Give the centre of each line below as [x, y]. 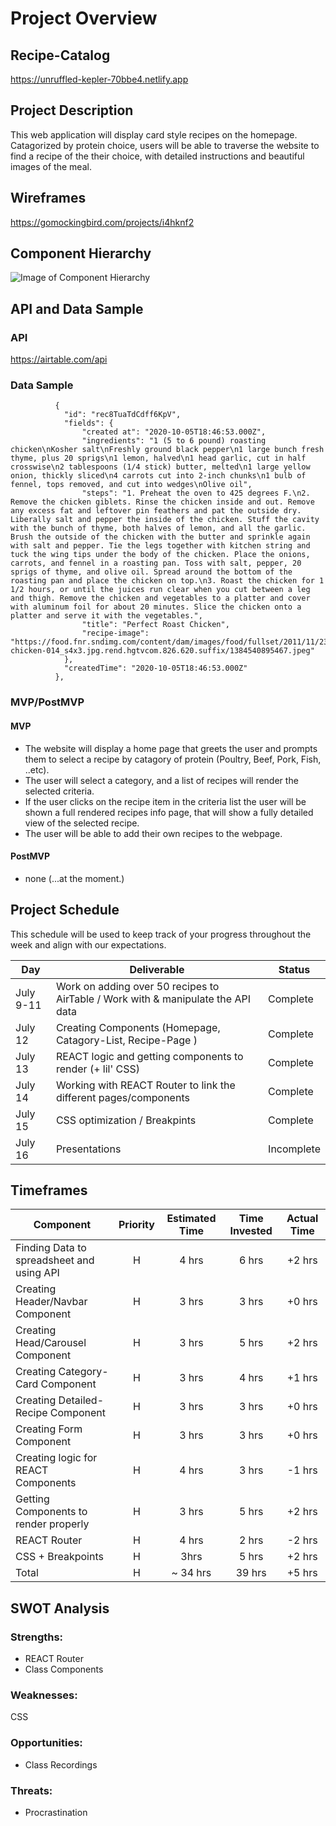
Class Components [64, 1669]
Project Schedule [65, 910]
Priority [136, 1225]
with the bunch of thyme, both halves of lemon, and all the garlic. [158, 528]
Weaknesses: [44, 1695]
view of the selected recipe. [82, 823]
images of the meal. [51, 166]
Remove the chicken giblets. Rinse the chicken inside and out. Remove [162, 502]
